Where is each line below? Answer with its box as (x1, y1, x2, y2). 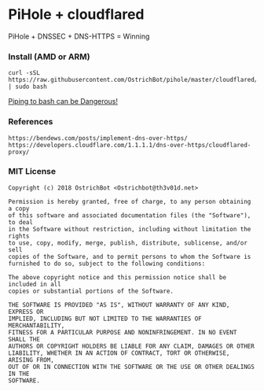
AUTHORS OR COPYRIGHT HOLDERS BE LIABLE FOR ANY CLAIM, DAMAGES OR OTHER (8, 342, 255, 350)
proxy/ (8, 148, 30, 156)
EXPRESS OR (8, 308, 44, 315)
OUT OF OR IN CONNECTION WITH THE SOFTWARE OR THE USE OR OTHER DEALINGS (8, 363, 255, 371)
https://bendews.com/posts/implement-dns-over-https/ (8, 134, 189, 142)
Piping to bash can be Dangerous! (8, 97, 119, 106)
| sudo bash (8, 83, 47, 91)
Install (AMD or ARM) (8, 51, 90, 62)
